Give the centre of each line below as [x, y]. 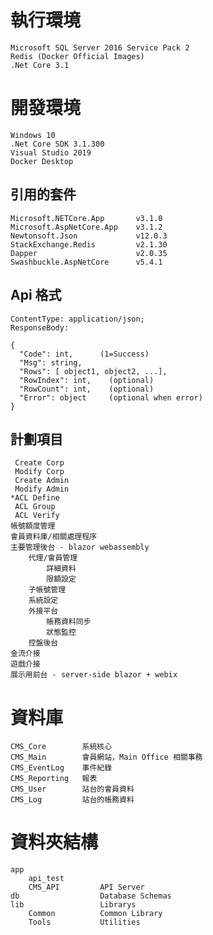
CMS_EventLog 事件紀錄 [61, 768]
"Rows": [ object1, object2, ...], [93, 371]
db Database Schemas [91, 896]
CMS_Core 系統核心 [61, 747]
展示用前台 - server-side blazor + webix [94, 675]
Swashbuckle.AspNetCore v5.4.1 [86, 262]
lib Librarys [73, 905]
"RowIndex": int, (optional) [87, 380]
